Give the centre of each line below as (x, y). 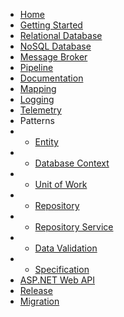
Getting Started (51, 25)
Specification (62, 269)
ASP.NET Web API (57, 280)
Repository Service (74, 227)
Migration (39, 301)
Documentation (51, 78)
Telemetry (40, 110)
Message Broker (53, 57)
